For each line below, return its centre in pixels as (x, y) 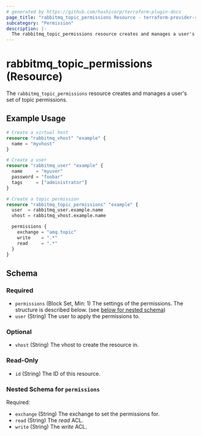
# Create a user (26, 160)
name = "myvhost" (33, 144)
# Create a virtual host (37, 132)
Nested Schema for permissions (53, 389)
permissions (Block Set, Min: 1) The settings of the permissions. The (99, 304)
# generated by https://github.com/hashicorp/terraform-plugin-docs (94, 12)
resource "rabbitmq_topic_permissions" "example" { (72, 204)
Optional (19, 331)
